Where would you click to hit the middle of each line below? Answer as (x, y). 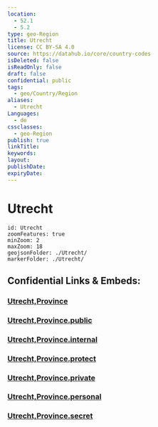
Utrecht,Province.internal (53, 339)
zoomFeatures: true (36, 234)
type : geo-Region (33, 34)
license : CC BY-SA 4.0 (41, 47)
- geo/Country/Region (46, 94)
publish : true (28, 140)
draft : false (27, 74)
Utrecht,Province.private (52, 378)
